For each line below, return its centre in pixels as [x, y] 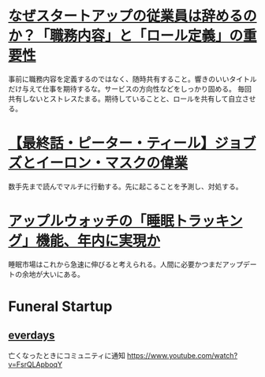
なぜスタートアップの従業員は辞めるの [133, 16]
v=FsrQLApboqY [35, 364]
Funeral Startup [60, 306]
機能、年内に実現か [98, 241]
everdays [32, 336]
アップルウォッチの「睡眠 [91, 221]
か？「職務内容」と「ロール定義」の [126, 36]
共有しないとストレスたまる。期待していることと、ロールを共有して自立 [125, 99]
